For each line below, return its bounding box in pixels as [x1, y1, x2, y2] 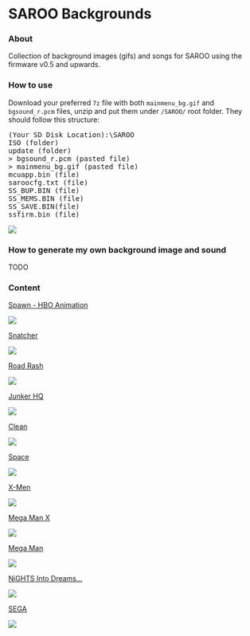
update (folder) [8, 146, 72, 155]
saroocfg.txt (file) [8, 178, 89, 187]
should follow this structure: [8, 115, 100, 124]
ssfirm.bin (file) [8, 210, 80, 219]
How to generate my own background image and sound [8, 244, 227, 255]
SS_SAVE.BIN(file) [8, 202, 80, 211]
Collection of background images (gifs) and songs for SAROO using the [8, 51, 243, 61]
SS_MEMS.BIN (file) [8, 194, 84, 203]
